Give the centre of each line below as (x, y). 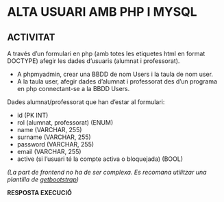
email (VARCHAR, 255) (49, 152)
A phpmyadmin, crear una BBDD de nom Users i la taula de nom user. (115, 74)
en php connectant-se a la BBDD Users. (73, 89)
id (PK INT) (33, 115)
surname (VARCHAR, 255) (54, 137)
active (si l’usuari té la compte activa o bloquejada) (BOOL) (100, 159)
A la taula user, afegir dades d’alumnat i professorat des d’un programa (117, 81)
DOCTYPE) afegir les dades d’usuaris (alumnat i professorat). (94, 61)
